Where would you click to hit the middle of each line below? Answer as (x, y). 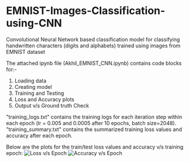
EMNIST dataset (26, 51)
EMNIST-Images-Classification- (86, 11)
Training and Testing (39, 93)
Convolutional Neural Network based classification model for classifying (93, 39)
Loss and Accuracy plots (44, 99)
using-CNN (34, 23)
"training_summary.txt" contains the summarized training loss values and (94, 129)
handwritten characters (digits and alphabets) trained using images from (93, 46)
